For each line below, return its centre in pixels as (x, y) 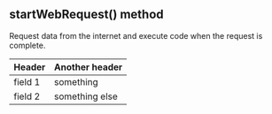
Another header (89, 67)
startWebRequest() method (86, 15)
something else (86, 96)
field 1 (27, 81)
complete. (27, 45)
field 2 (27, 96)
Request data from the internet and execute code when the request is (136, 35)
